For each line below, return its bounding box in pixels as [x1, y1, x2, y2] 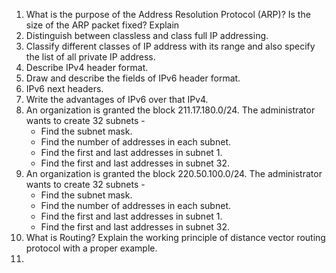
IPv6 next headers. [25, 83, 104, 94]
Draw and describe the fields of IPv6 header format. [25, 72, 241, 84]
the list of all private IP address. [25, 51, 156, 63]
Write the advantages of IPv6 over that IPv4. [25, 94, 209, 105]
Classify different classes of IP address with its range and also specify [25, 40, 316, 52]
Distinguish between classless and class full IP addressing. [25, 30, 269, 41]
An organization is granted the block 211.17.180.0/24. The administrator [25, 104, 316, 116]
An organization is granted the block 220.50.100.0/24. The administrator [25, 168, 323, 179]
